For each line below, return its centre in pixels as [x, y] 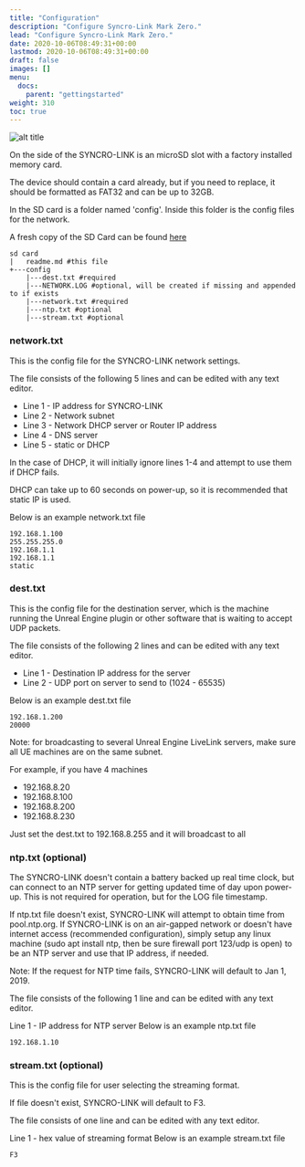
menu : [20, 78]
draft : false [34, 60]
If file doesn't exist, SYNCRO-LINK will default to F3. [108, 1103]
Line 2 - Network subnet [68, 415]
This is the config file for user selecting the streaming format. [125, 1085]
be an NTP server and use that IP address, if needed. [109, 953]
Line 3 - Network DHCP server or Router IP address [120, 425]
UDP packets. [35, 627]
